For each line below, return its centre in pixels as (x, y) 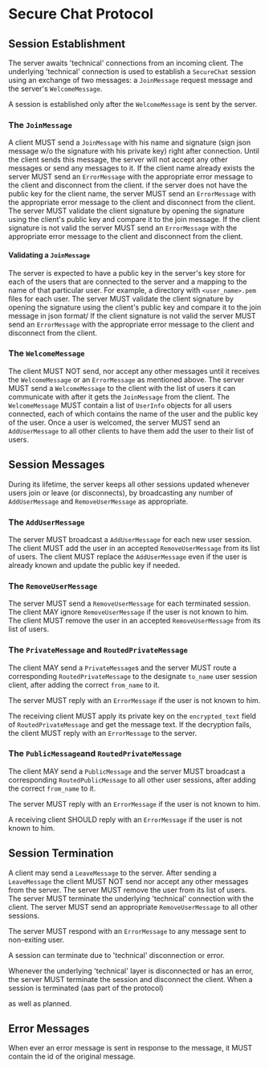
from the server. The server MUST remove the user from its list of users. (128, 890)
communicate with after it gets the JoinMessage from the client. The (119, 397)
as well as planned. (40, 1003)
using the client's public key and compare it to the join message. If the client (134, 220)
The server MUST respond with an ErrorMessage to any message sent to (127, 931)
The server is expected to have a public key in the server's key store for (127, 273)
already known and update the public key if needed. (94, 565)
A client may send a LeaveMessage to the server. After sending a (112, 873)
